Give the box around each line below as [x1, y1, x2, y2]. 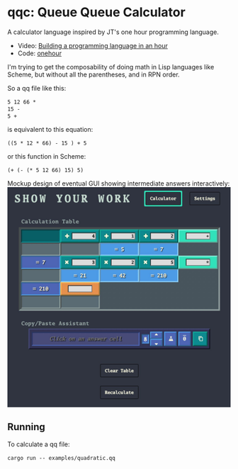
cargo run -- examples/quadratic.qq [7, 454, 115, 461]
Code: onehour [17, 49, 62, 57]
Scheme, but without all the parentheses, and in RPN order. [7, 70, 180, 79]
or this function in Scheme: [7, 152, 86, 160]
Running [7, 421, 46, 433]
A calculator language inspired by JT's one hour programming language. [7, 28, 220, 36]
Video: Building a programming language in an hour [17, 41, 168, 50]
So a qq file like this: [7, 84, 67, 92]
